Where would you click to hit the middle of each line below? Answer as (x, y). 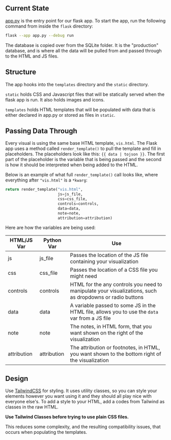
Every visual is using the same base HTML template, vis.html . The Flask (81, 143)
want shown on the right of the (107, 333)
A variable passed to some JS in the (113, 305)
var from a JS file (90, 318)
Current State (27, 8)
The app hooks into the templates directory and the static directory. (77, 84)
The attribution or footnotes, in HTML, (115, 348)
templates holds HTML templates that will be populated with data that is (80, 110)
